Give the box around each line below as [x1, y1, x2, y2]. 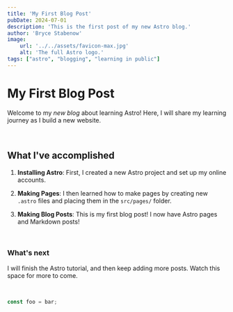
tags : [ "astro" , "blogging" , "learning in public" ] [7, 56, 160, 63]
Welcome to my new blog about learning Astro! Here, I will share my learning [7, 109, 227, 117]
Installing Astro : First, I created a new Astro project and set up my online [17, 168, 227, 176]
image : [7, 36, 26, 43]
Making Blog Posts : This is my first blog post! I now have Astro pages [17, 210, 218, 218]
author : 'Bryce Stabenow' [7, 29, 82, 37]
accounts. [17, 175, 47, 184]
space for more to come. [7, 271, 78, 279]
